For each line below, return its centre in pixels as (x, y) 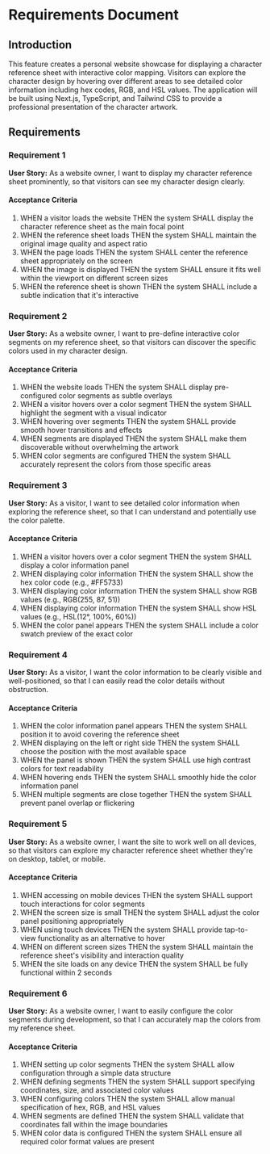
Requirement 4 (38, 654)
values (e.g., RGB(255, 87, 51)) (70, 599)
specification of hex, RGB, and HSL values (90, 1107)
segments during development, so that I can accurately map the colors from (135, 1020)
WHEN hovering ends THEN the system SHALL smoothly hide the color (138, 778)
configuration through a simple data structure (96, 1073)
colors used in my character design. (68, 351)
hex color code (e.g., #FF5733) (71, 582)
